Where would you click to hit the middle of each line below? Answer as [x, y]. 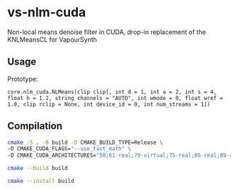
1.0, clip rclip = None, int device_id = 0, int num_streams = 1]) [109, 104]
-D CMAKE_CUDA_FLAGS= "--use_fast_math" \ [69, 149]
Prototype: [23, 79]
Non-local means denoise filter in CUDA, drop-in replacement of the [107, 32]
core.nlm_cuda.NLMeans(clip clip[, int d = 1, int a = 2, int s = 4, [112, 92]
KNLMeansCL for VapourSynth [52, 39]
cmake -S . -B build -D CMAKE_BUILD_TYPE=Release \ [85, 142]
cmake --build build [38, 168]
